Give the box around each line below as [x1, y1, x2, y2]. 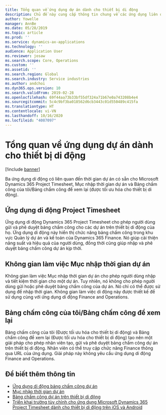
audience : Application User [5, 49, 63, 54]
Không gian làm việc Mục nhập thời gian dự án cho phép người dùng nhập [5, 273, 156, 279]
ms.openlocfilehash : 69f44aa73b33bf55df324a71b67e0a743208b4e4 [5, 95, 138, 100]
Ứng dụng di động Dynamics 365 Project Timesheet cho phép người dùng [5, 219, 156, 225]
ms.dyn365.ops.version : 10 [5, 85, 61, 91]
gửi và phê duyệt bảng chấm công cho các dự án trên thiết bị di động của [5, 224, 155, 231]
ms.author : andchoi [5, 81, 45, 86]
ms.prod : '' [5, 35, 30, 40]
